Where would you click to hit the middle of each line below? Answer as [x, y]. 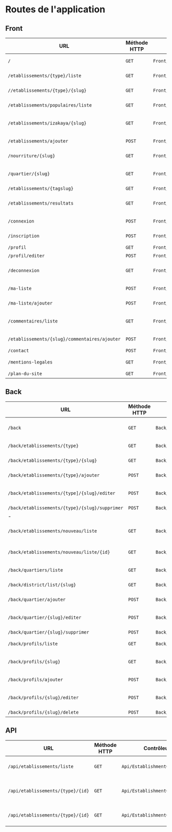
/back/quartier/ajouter [37, 599]
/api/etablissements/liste [41, 766]
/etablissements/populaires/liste [50, 105]
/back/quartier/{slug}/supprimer [49, 632]
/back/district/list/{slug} [42, 585]
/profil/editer [26, 256]
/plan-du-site [25, 373]
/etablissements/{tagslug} [41, 188]
